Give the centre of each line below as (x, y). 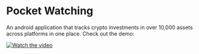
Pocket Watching (50, 11)
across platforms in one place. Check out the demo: (70, 33)
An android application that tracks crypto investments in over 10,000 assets (100, 27)
